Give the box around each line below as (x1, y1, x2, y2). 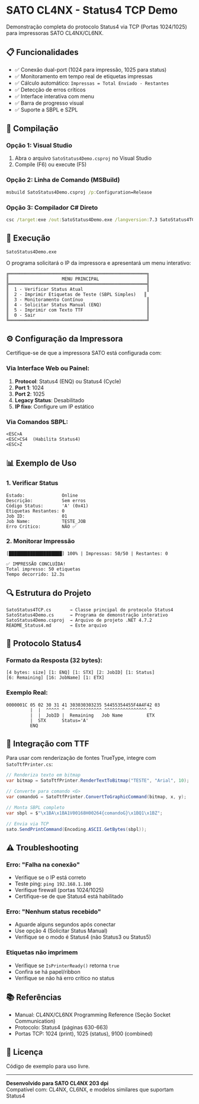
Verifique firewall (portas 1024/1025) (14, 887, 104, 894)
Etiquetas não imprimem (6, 948, 78, 957)
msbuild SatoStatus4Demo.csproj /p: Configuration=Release (6, 189, 152, 195)
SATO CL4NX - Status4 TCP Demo (6, 4, 178, 17)
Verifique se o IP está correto (14, 874, 86, 881)
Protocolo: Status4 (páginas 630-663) (14, 1023, 108, 1031)
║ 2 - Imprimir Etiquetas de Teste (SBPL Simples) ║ (6, 291, 147, 298)
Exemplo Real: (6, 688, 49, 697)
